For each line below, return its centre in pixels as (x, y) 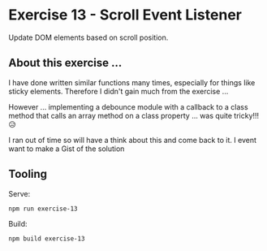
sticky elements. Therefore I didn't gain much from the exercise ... (118, 91)
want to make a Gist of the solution (67, 149)
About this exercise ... (65, 63)
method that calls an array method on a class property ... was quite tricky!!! (134, 115)
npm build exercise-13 (47, 238)
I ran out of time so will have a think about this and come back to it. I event (133, 140)
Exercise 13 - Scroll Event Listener (125, 15)
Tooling (28, 174)
